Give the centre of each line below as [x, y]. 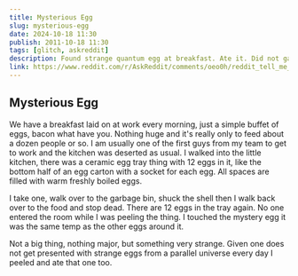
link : [19, 67]
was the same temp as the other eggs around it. [97, 226]
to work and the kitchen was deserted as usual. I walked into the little [135, 153]
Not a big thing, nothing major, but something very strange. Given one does [147, 243]
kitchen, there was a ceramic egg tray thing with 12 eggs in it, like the [135, 162]
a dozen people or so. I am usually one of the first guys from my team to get [148, 143]
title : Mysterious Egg [51, 17]
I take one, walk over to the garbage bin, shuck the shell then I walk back [142, 198]
